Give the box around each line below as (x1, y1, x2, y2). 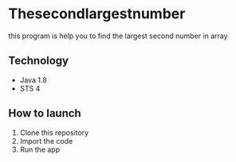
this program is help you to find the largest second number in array (8, 31, 229, 40)
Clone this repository (19, 128, 89, 137)
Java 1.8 (19, 75, 48, 84)
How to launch (8, 106, 81, 120)
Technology (8, 54, 69, 67)
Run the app (19, 145, 61, 154)
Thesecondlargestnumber (8, 5, 186, 23)
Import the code (19, 136, 73, 145)
